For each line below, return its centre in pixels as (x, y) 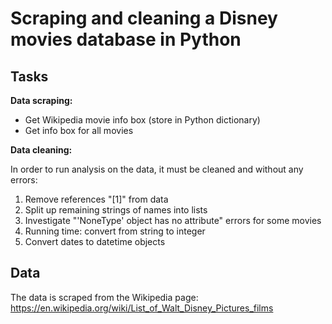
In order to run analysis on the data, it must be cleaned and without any (157, 169)
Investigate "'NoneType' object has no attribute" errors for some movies (173, 220)
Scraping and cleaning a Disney (144, 18)
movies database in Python (126, 39)
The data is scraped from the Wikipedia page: (104, 297)
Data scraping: (41, 100)
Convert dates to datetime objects (95, 241)
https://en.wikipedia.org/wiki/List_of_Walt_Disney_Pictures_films (142, 308)
